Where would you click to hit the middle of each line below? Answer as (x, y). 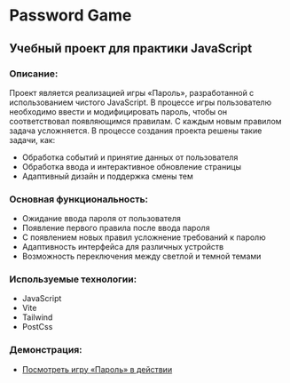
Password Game (71, 16)
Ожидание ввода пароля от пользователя (102, 219)
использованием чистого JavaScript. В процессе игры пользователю (141, 102)
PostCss (37, 327)
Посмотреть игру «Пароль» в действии (97, 369)
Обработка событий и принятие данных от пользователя (130, 157)
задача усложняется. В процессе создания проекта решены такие (136, 131)
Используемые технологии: (73, 279)
